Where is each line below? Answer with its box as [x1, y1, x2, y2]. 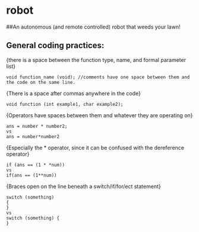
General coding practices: [6, 40, 105, 51]
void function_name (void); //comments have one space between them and [6, 74, 190, 80]
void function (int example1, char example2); [6, 101, 124, 107]
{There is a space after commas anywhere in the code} [6, 90, 141, 97]
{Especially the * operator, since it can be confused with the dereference [6, 144, 185, 151]
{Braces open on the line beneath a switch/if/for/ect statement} [6, 183, 162, 190]
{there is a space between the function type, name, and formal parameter [6, 56, 186, 63]
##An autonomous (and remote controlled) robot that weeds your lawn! [6, 23, 181, 30]
